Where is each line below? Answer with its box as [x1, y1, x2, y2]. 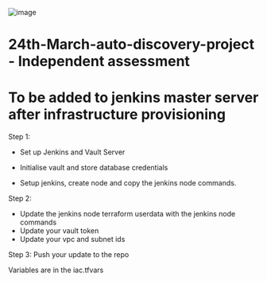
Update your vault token [19, 226, 99, 236]
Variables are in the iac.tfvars [8, 265, 104, 275]
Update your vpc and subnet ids [19, 235, 126, 244]
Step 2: [8, 193, 32, 203]
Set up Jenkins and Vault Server [19, 147, 126, 157]
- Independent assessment [8, 53, 191, 71]
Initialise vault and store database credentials [19, 163, 168, 173]
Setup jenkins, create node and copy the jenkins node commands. [19, 178, 237, 188]
